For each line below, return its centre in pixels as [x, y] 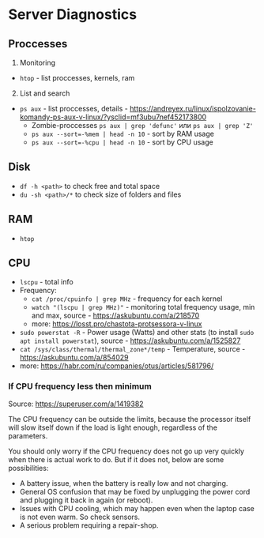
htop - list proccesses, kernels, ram [77, 78]
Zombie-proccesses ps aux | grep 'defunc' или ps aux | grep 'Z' [142, 125]
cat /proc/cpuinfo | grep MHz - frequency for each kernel [127, 299]
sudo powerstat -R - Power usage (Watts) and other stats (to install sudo [137, 333]
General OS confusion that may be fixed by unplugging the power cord [135, 491]
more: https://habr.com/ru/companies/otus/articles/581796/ [117, 366]
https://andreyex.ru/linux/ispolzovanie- [193, 109]
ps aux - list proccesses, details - [74, 109]
